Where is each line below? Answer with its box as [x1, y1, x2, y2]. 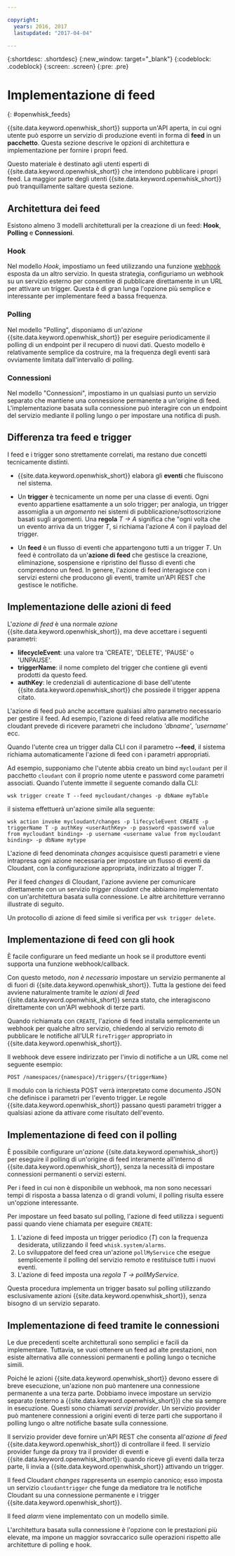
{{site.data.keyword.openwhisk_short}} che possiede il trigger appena [17, 686, 220, 694]
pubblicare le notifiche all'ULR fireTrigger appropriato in [7, 1032, 173, 1040]
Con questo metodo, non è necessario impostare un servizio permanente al [7, 974, 226, 982]
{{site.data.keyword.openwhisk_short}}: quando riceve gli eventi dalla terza [7, 1455, 224, 1463]
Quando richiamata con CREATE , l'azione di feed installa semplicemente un [7, 1016, 220, 1026]
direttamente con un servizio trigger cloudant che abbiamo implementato [7, 884, 219, 893]
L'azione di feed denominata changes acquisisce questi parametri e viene [7, 849, 220, 857]
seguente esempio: [7, 1060, 63, 1068]
